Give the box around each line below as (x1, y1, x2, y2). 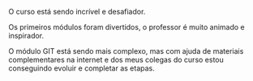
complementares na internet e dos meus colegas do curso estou (8, 55, 225, 64)
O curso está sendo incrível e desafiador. (8, 7, 146, 16)
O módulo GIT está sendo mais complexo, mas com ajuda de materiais (8, 47, 244, 55)
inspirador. (8, 31, 45, 40)
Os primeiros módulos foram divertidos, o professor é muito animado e (8, 22, 245, 31)
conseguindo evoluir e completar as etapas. (8, 63, 156, 73)
